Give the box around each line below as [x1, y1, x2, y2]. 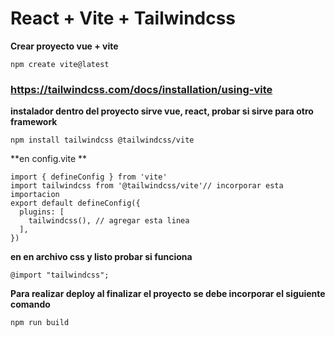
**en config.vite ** [10, 153, 88, 165]
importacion [10, 190, 60, 200]
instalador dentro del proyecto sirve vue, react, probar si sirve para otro [10, 105, 314, 117]
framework [10, 116, 58, 128]
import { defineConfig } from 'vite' [10, 172, 168, 182]
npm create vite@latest [10, 59, 110, 69]
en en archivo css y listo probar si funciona [10, 251, 193, 263]
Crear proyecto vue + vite [10, 40, 119, 52]
